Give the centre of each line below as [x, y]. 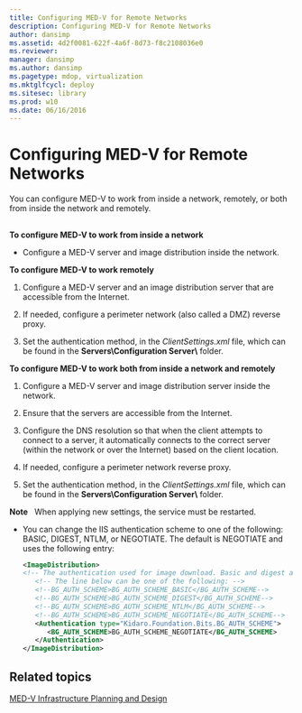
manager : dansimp [42, 60]
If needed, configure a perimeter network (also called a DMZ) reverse [151, 314]
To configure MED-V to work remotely [82, 269]
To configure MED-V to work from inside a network [107, 235]
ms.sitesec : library [48, 93]
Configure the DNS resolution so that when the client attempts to [142, 431]
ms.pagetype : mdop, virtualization [76, 77]
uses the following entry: [69, 548]
